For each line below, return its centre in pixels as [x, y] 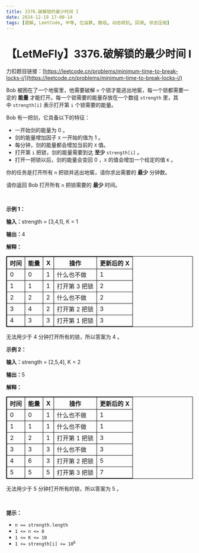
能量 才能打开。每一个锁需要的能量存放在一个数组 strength [89, 98]
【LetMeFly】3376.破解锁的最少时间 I [99, 54]
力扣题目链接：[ [25, 71]
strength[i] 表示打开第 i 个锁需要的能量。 [65, 105]
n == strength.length [41, 525]
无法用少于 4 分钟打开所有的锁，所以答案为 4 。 [64, 337]
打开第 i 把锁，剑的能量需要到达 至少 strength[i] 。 [78, 152]
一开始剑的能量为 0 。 [41, 130]
